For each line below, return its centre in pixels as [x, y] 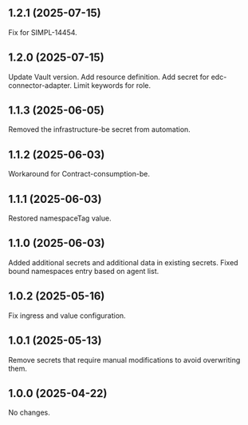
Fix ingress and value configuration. [67, 316]
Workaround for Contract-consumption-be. [79, 174]
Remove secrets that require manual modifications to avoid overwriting [124, 359]
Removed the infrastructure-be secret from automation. [100, 129]
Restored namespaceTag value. [60, 218]
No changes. [29, 413]
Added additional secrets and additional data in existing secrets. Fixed [123, 262]
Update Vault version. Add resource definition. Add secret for [109, 77]
